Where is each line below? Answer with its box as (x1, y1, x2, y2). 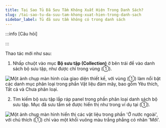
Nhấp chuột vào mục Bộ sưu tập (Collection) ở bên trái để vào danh (12, 60, 155, 67)
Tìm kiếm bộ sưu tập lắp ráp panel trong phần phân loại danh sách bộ (12, 96, 158, 102)
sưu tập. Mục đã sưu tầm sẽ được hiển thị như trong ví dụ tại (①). (12, 102, 150, 108)
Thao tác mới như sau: (5, 50, 52, 56)
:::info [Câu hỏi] (5, 31, 38, 37)
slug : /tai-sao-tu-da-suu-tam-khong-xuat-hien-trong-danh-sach (5, 12, 142, 17)
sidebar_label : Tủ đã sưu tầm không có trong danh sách (5, 17, 126, 22)
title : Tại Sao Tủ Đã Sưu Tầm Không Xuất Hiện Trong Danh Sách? (5, 7, 144, 13)
